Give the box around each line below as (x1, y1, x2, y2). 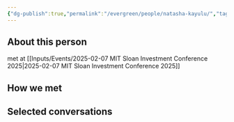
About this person (7, 36, 87, 48)
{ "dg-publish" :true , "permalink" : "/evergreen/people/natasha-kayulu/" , (7, 10, 217, 17)
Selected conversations (7, 106, 113, 118)
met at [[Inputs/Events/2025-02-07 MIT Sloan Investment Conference (7, 54, 208, 63)
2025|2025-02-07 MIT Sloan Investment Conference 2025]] (7, 62, 180, 70)
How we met (7, 82, 63, 94)
